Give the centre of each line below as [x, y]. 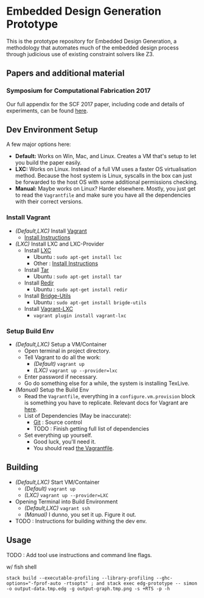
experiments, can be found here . [47, 111]
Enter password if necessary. [61, 377]
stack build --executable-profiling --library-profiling [80, 578]
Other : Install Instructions [66, 263]
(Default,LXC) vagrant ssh [57, 508]
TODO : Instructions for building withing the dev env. [81, 521]
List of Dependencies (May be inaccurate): [78, 416]
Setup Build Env [30, 331]
